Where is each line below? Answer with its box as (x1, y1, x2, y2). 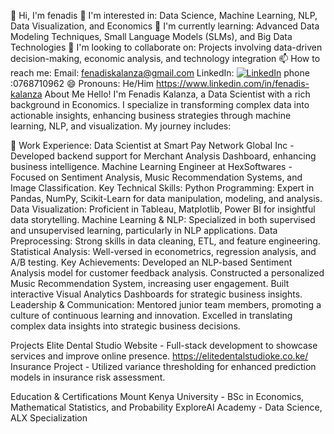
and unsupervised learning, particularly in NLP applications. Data (10, 225, 278, 236)
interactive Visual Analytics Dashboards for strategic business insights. (10, 288, 303, 300)
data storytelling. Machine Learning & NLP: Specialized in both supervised (10, 214, 316, 225)
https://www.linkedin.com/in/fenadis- (156, 78, 310, 89)
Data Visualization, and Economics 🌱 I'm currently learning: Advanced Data (10, 20, 320, 32)
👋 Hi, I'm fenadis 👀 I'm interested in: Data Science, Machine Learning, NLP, (10, 10, 318, 21)
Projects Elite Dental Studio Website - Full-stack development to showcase (10, 340, 318, 351)
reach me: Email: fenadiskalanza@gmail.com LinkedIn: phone (10, 67, 310, 79)
